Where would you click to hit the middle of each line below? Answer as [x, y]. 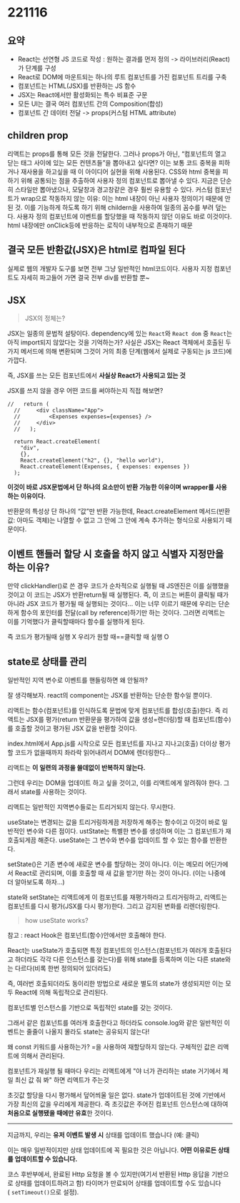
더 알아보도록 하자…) [36, 882]
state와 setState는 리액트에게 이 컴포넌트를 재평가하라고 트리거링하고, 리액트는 [117, 897]
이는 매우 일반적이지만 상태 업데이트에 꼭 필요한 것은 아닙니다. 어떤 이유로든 [112, 1150]
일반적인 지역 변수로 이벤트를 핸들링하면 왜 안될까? [78, 680]
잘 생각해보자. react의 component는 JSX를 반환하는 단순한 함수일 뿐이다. [110, 695]
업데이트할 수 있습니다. [46, 1159]
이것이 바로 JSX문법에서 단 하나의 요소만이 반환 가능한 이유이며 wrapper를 [111, 487]
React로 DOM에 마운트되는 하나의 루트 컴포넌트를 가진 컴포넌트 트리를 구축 [122, 77]
